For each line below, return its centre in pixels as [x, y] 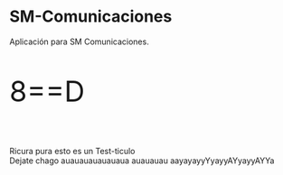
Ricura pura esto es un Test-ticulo [72, 151]
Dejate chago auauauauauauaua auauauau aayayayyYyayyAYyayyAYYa [142, 161]
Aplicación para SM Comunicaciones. [79, 41]
